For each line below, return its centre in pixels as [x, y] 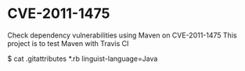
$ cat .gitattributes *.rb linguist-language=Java [83, 59]
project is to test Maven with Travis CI [68, 43]
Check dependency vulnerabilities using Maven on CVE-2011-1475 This [122, 35]
